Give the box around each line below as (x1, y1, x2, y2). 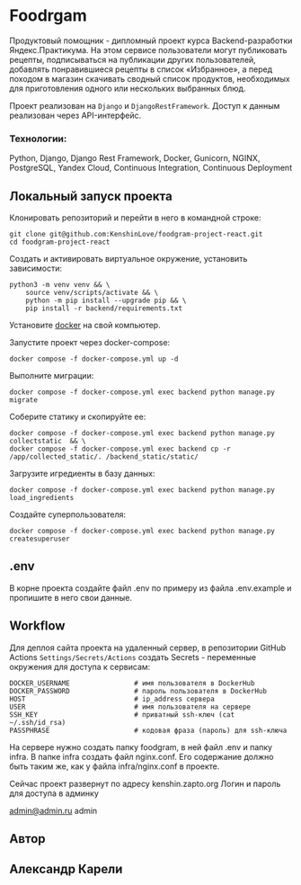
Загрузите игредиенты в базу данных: (9, 469, 155, 479)
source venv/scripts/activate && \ (25, 289, 159, 298)
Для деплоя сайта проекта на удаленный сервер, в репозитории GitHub (9, 642, 287, 653)
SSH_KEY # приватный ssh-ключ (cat (9, 710, 235, 720)
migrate (9, 396, 39, 405)
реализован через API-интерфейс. (9, 110, 142, 121)
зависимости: (9, 263, 63, 274)
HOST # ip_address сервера (9, 694, 216, 703)
